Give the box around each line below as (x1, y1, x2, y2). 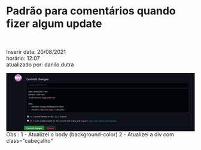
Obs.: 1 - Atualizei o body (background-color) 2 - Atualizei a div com (6, 130, 175, 138)
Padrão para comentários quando (6, 4, 176, 18)
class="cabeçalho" (6, 137, 53, 144)
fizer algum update (6, 17, 102, 30)
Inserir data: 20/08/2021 (6, 48, 66, 55)
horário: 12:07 (6, 54, 40, 62)
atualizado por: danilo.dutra (6, 61, 74, 68)
